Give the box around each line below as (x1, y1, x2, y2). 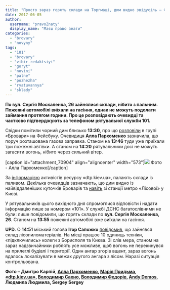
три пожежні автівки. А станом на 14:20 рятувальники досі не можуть (5, 143, 158, 149)
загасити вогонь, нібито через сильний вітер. (5, 149, 103, 155)
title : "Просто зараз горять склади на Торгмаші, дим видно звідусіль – (5, 7, 162, 13)
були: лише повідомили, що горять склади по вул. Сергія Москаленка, (5, 211, 159, 217)
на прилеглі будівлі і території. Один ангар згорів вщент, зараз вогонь (5, 247, 156, 254)
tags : (5, 45, 17, 50)
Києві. (5, 190, 19, 196)
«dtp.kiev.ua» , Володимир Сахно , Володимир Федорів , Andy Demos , (5, 274, 158, 280)
